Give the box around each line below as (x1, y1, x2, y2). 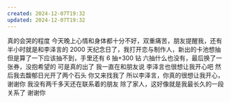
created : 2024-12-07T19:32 (7, 10, 86, 17)
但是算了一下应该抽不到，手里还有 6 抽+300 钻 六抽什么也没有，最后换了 (7, 53, 216, 62)
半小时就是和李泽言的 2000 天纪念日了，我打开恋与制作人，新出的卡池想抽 (7, 45, 221, 53)
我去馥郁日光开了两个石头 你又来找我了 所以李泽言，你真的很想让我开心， (13, 71, 224, 79)
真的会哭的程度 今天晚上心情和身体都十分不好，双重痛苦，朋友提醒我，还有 (7, 36, 223, 45)
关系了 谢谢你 (7, 88, 46, 97)
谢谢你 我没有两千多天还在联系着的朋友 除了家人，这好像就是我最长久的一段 (7, 79, 224, 88)
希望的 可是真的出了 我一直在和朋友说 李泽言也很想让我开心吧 (37, 62, 214, 71)
